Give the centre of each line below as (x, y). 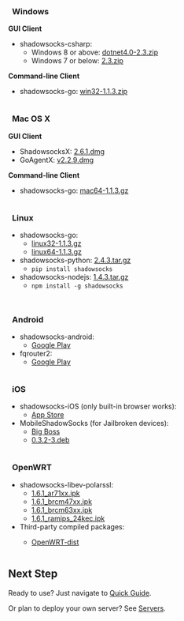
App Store (48, 415)
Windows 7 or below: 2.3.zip (77, 61)
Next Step (33, 574)
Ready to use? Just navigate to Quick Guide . (80, 593)
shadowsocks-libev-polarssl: (66, 484)
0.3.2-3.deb (50, 440)
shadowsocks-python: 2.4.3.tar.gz (75, 260)
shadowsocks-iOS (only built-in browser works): (98, 406)
